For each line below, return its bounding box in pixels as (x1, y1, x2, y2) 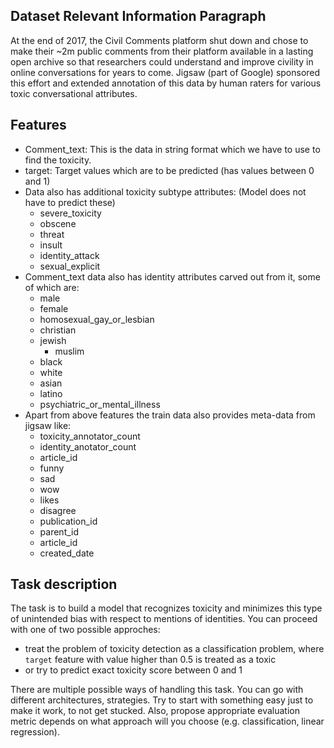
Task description (10, 576, 118, 593)
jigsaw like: (24, 419, 72, 431)
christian (39, 324, 77, 336)
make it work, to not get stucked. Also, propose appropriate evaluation (10, 705, 300, 717)
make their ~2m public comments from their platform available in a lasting (10, 45, 314, 57)
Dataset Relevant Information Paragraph (10, 8, 267, 25)
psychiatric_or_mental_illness (39, 398, 161, 410)
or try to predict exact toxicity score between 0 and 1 (24, 664, 243, 676)
